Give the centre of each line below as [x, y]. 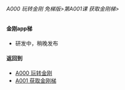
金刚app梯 [19, 29]
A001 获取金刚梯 [36, 81]
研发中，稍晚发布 [37, 43]
